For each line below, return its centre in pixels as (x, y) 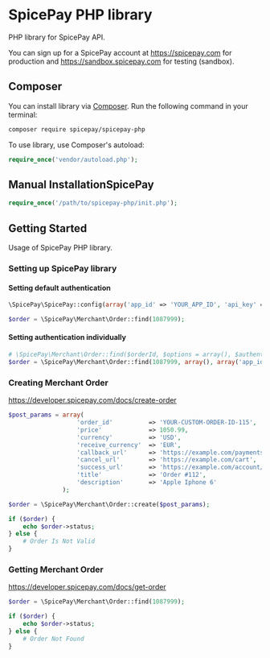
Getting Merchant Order (56, 569)
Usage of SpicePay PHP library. (60, 248)
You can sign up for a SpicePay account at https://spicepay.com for (120, 52)
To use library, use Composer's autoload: (76, 145)
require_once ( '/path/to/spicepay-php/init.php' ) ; (93, 203)
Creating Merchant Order (58, 383)
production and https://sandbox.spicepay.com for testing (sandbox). (121, 61)
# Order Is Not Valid (59, 541)
